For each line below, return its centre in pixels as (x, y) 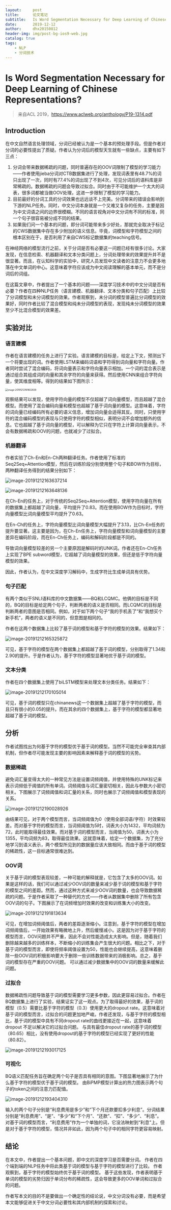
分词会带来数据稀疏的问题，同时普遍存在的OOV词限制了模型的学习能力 (87, 167)
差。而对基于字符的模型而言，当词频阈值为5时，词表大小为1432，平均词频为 (85, 825)
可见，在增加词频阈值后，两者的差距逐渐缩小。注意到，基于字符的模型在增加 (85, 924)
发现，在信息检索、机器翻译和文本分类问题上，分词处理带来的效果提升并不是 (85, 255)
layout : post (24, 10)
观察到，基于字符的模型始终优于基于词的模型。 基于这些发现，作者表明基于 (84, 1172)
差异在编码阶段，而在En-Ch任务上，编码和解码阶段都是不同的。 (72, 537)
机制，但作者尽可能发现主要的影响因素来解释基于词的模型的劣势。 (74, 752)
